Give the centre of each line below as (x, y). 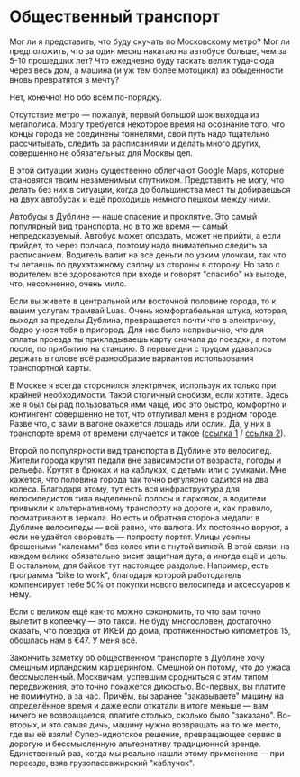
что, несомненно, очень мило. (68, 283)
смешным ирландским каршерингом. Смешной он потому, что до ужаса (150, 667)
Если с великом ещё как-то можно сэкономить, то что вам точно (135, 611)
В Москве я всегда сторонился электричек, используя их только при (143, 385)
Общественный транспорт (115, 17)
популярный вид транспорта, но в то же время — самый (118, 226)
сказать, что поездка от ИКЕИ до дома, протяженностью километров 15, (150, 630)
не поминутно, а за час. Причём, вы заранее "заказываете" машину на (146, 696)
